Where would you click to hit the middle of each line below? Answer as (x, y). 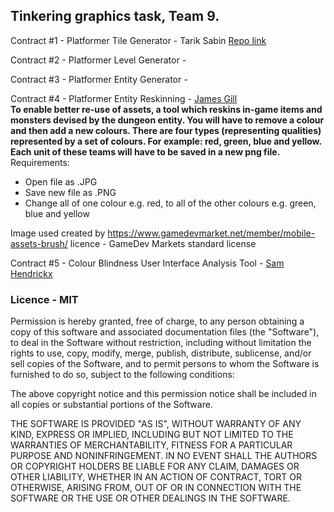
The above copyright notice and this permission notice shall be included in (163, 394)
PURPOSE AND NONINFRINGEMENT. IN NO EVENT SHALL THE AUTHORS (164, 456)
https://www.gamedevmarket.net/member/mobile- (211, 233)
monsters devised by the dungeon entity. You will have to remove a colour (167, 120)
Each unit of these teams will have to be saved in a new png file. (145, 151)
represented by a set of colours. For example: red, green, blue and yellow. (166, 141)
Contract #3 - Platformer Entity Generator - (99, 79)
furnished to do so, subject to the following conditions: (122, 375)
